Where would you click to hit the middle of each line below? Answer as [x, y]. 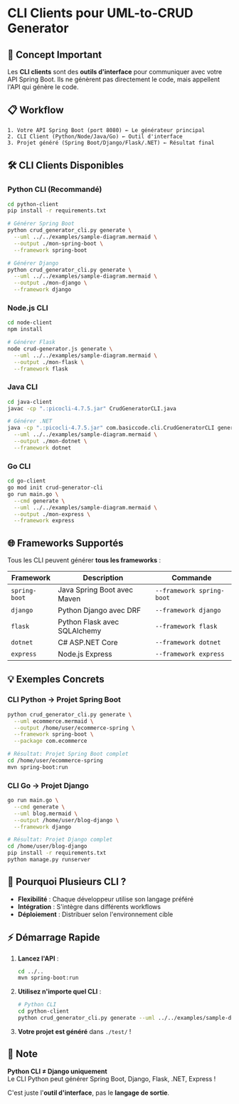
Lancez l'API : [38, 958]
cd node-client [30, 323]
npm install [25, 330]
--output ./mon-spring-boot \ [58, 243]
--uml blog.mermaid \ [46, 814]
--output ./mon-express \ [52, 514]
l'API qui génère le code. [43, 87]
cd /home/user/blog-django [47, 846]
